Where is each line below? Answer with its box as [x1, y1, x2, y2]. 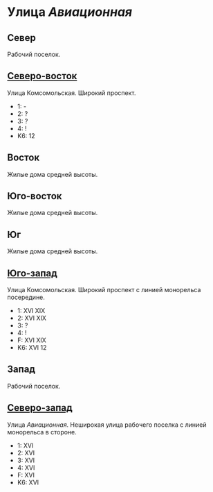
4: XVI [17, 463, 35, 472]
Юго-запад [7, 267, 57, 279]
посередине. [7, 293, 45, 302]
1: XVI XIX [17, 307, 46, 315]
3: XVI [17, 456, 35, 464]
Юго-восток [7, 190, 62, 202]
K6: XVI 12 [17, 343, 47, 352]
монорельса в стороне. [7, 427, 77, 436]
